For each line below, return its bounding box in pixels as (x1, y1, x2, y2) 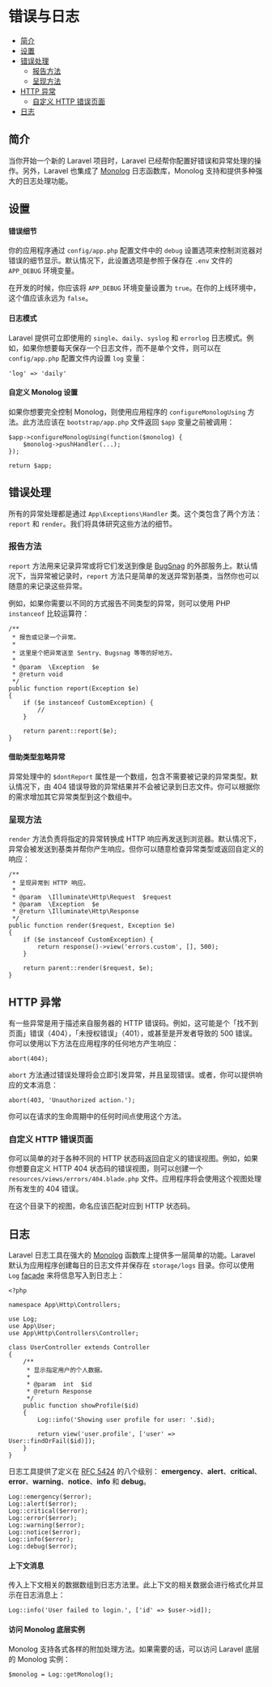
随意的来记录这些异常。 (8, 581, 87, 591)
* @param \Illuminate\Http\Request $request (11, 893, 172, 902)
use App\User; (8, 1322, 57, 1330)
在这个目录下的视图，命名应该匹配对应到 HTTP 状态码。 (8, 1201, 195, 1211)
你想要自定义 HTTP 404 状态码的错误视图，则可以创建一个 (8, 1164, 204, 1173)
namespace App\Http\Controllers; (8, 1301, 121, 1309)
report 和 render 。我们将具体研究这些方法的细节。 (8, 519, 176, 528)
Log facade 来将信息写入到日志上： (8, 1271, 125, 1280)
